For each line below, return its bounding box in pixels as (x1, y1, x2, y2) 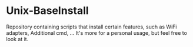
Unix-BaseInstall (6, 4, 89, 17)
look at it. (6, 35, 29, 42)
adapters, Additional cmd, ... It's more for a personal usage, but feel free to (6, 29, 187, 36)
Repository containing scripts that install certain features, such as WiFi (6, 23, 177, 30)
